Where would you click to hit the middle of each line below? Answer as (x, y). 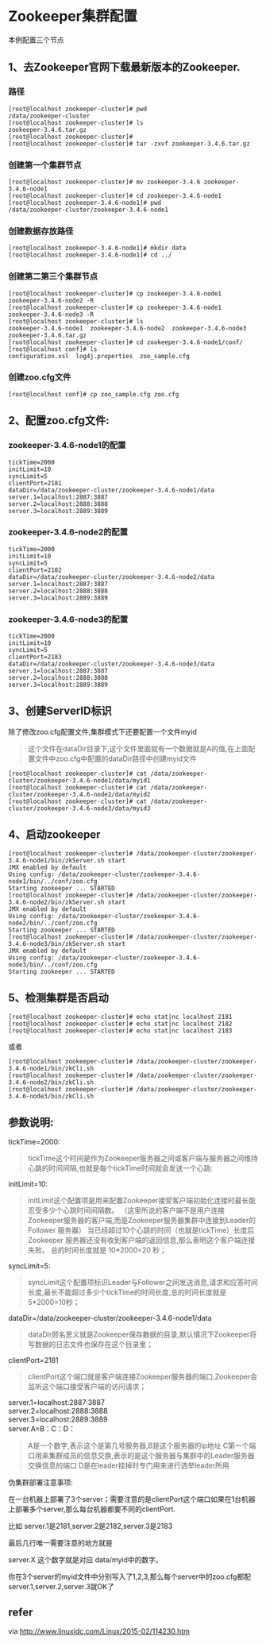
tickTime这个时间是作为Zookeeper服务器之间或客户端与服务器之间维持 (143, 1158)
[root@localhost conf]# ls (53, 349)
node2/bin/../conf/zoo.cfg (53, 923)
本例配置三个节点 (36, 40)
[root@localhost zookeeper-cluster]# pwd (78, 109)
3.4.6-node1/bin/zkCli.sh (51, 1068)
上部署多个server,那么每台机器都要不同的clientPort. (92, 1509)
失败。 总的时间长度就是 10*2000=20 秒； (97, 1250)
